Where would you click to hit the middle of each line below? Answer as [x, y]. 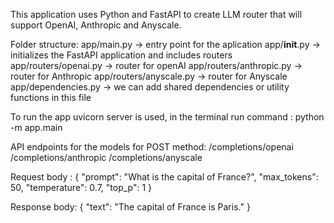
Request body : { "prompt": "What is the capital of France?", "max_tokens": [164, 177]
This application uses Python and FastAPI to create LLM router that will [156, 14]
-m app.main [36, 127]
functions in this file [51, 97]
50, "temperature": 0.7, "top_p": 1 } [81, 187]
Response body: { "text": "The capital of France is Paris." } [130, 207]
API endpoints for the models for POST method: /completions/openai [152, 147]
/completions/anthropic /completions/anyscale [106, 157]
